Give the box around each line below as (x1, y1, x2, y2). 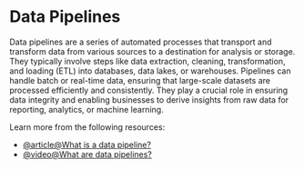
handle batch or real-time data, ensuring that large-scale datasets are (9, 75, 271, 85)
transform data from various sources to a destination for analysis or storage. (9, 45, 296, 56)
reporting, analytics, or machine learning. (9, 104, 164, 114)
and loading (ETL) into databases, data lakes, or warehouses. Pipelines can (9, 65, 291, 76)
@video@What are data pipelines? (22, 148, 153, 160)
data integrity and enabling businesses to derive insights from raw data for (9, 94, 289, 105)
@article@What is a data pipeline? (22, 139, 152, 150)
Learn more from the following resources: (9, 121, 166, 133)
